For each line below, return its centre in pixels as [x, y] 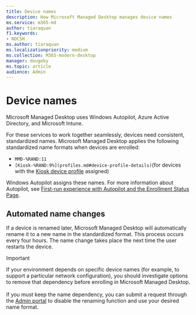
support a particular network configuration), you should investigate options [97, 276]
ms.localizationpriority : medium [47, 50]
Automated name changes [56, 213]
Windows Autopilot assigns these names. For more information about [90, 183]
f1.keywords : [22, 34]
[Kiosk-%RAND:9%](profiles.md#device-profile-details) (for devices [98, 165]
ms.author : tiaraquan [33, 45]
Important [18, 258]
